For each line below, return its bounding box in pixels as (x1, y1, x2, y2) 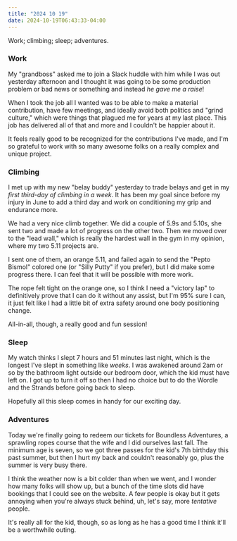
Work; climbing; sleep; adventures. (8, 36, 109, 44)
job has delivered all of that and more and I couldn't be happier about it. (8, 120, 215, 129)
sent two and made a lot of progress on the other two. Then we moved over (8, 227, 227, 235)
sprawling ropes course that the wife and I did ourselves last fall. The (8, 438, 208, 447)
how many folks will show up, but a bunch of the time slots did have (8, 482, 205, 490)
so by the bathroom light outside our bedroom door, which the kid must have (8, 368, 230, 377)
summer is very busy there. (8, 461, 87, 469)
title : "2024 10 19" (8, 10, 69, 18)
